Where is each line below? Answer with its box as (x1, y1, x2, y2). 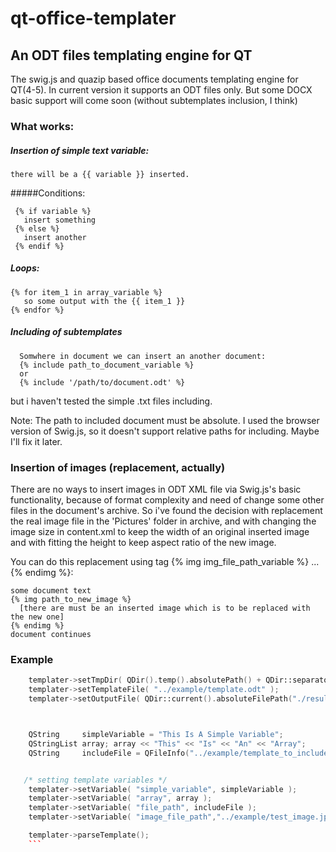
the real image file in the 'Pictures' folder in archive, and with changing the (10, 515, 317, 527)
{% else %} (14, 223, 60, 234)
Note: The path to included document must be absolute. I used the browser (10, 414, 320, 426)
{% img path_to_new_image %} (10, 595, 132, 605)
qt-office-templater (10, 7, 177, 30)
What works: (10, 119, 75, 133)
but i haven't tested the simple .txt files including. (10, 395, 213, 407)
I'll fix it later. (10, 435, 63, 447)
